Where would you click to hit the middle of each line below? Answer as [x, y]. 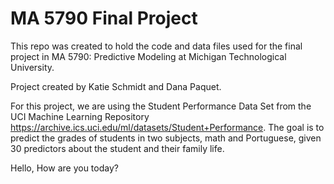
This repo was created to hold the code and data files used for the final [156, 46]
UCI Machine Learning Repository [80, 116]
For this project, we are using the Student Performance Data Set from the [161, 106]
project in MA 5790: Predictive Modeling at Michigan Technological [148, 56]
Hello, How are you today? [64, 168]
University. [32, 67]
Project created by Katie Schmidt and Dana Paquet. [116, 86]
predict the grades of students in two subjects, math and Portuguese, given [166, 138]
